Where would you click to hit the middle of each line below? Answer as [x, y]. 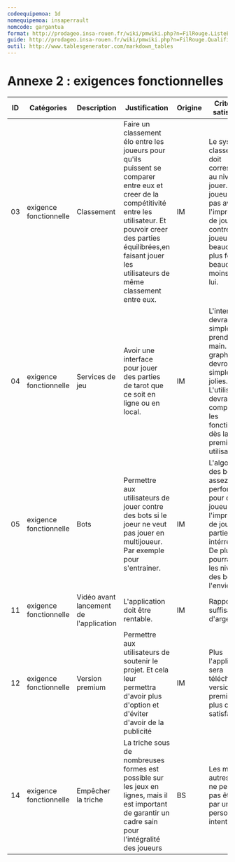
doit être [137, 610]
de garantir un [147, 813]
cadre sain [141, 821]
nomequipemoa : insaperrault [48, 20]
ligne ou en [142, 403]
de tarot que [144, 385]
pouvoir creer [145, 229]
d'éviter [136, 713]
